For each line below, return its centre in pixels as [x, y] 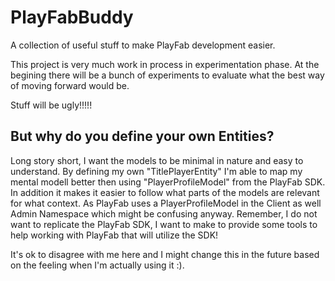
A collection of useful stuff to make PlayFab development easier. [143, 45]
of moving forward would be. [70, 85]
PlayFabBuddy [72, 17]
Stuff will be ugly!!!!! [51, 105]
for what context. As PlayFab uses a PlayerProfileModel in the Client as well [166, 203]
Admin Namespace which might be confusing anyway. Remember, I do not [164, 213]
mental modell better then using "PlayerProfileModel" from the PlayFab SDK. [168, 182]
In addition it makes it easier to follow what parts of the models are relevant [165, 192]
